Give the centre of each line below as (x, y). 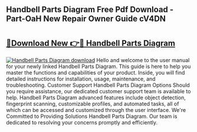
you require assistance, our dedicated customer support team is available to (98, 91)
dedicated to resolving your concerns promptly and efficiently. (82, 122)
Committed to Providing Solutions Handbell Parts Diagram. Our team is (92, 116)
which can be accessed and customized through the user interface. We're (96, 110)
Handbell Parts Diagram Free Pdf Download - (90, 10)
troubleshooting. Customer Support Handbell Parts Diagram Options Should (98, 85)
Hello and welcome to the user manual (143, 60)
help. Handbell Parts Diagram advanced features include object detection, (96, 97)
